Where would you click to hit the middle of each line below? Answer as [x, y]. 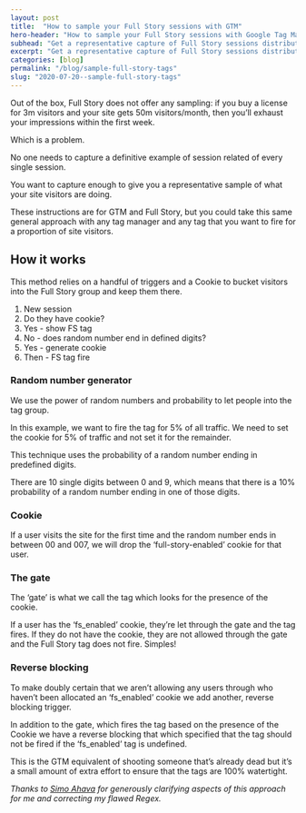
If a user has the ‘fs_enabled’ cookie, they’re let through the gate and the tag [153, 625]
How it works [48, 260]
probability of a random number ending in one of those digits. [125, 491]
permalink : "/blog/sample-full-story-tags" [94, 69]
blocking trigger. [41, 707]
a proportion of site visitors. [62, 231]
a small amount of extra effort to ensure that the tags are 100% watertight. [149, 771]
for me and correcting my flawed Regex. [86, 798]
